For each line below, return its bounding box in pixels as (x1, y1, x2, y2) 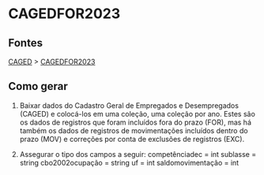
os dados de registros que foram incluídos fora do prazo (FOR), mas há (19, 117, 251, 127)
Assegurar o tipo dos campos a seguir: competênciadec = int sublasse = (19, 149, 257, 158)
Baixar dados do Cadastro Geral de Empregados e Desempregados (19, 100, 239, 110)
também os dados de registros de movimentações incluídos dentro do (19, 125, 248, 135)
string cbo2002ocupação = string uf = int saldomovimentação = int (19, 158, 239, 167)
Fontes (8, 36, 43, 50)
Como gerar (8, 80, 69, 93)
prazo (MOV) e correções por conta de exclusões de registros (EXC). (19, 134, 245, 143)
